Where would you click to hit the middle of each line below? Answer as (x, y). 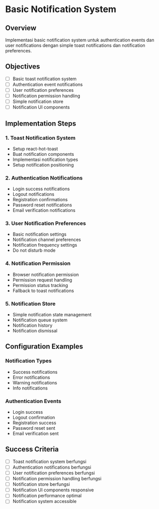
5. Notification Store (31, 304)
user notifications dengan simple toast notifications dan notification (75, 45)
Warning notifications (35, 382)
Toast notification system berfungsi (49, 461)
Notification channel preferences (47, 240)
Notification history (33, 325)
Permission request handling (42, 280)
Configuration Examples (44, 347)
